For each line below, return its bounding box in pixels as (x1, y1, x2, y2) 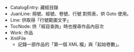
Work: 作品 (10, 30, 33, 35)
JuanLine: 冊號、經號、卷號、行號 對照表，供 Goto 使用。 (10, 11, 131, 17)
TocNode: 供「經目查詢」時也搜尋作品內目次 (10, 23, 104, 29)
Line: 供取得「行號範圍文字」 (10, 17, 72, 23)
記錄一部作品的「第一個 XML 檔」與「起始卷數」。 (17, 41, 122, 47)
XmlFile (10, 35, 27, 41)
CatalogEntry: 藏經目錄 (10, 5, 59, 10)
